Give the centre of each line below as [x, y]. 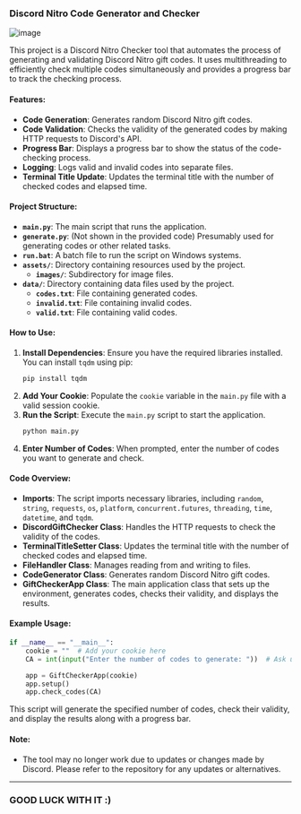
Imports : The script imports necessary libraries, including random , [143, 498]
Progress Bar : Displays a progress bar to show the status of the [140, 148]
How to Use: [33, 333]
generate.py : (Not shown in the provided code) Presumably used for [148, 236]
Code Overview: [40, 479]
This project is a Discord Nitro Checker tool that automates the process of [145, 50]
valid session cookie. [61, 405]
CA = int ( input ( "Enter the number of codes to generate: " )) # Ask [156, 659]
